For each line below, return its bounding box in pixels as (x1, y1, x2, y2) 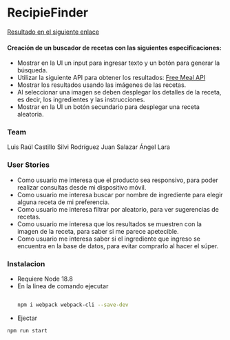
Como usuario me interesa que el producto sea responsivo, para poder (17, 176, 218, 184)
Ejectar (17, 314, 38, 322)
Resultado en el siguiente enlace (7, 28, 100, 36)
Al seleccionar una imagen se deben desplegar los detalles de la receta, (17, 88, 222, 97)
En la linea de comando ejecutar (17, 282, 109, 290)
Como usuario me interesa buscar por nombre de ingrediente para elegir (17, 190, 223, 199)
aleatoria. (17, 110, 44, 119)
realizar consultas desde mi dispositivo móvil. (17, 183, 147, 191)
